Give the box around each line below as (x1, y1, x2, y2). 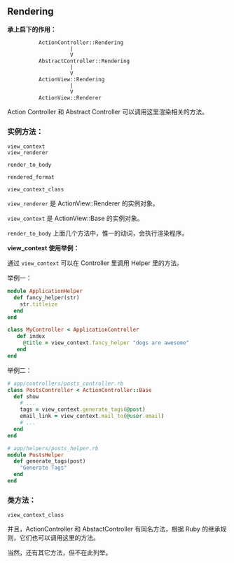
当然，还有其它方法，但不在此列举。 (7, 548, 112, 557)
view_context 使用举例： (7, 244, 80, 252)
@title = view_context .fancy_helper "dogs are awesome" (22, 339, 190, 346)
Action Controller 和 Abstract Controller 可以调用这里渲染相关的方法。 (7, 107, 209, 116)
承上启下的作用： (7, 25, 57, 34)
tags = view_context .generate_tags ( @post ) (20, 406, 146, 413)
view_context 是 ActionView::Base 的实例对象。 (7, 214, 144, 223)
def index (16, 333, 46, 340)
